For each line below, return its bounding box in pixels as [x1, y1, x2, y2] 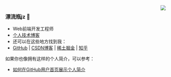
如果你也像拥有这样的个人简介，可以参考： [5, 56, 95, 62]
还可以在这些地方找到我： [12, 38, 67, 45]
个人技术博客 [12, 32, 40, 38]
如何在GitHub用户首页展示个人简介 [12, 66, 85, 73]
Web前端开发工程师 [12, 25, 54, 32]
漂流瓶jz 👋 [5, 13, 31, 20]
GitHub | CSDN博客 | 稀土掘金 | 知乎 [12, 45, 88, 51]
